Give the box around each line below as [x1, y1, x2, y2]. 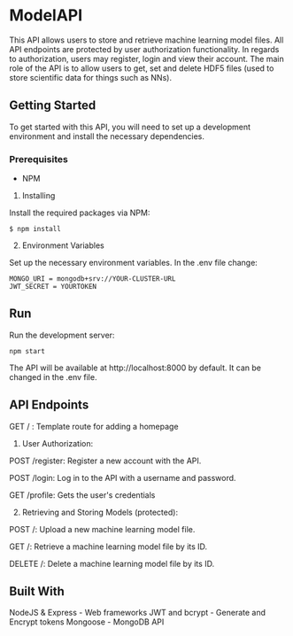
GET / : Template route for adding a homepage [9, 421, 179, 431]
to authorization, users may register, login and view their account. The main [9, 53, 285, 64]
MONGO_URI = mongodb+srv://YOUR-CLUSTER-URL [9, 275, 176, 283]
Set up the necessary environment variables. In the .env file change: [9, 258, 258, 268]
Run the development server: [9, 330, 115, 340]
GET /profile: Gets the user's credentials [9, 489, 156, 500]
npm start [9, 346, 46, 355]
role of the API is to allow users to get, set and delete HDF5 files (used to [9, 63, 274, 74]
